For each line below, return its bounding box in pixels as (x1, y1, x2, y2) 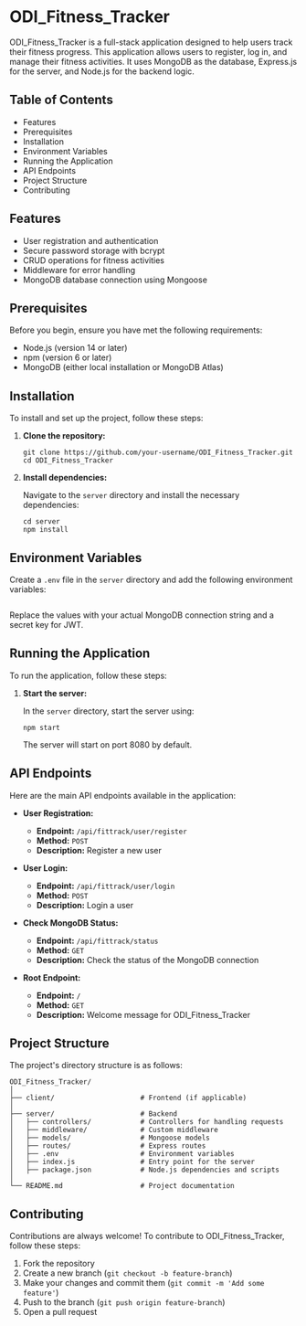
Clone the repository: (22, 430, 106, 441)
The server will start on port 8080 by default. (22, 738, 193, 750)
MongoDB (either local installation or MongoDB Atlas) (22, 362, 224, 373)
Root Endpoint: (22, 971, 81, 983)
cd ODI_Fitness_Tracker (22, 456, 114, 465)
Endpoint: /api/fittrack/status (36, 935, 159, 946)
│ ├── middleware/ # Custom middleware (9, 1126, 219, 1135)
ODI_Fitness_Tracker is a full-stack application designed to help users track (9, 37, 293, 48)
